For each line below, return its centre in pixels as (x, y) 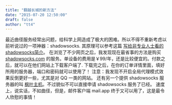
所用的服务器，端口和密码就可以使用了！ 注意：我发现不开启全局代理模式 (82, 72)
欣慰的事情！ (23, 97)
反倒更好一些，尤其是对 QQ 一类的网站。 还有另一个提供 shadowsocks (84, 78)
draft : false (19, 19)
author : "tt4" (20, 24)
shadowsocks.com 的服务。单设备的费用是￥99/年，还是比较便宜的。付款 (83, 59)
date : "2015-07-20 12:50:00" (36, 15)
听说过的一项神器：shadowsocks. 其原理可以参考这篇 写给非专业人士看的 (87, 46)
